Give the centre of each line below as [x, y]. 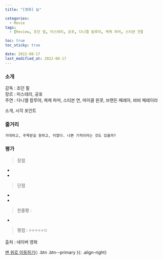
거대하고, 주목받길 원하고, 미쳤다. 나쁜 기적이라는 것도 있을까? [61, 136]
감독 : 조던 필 [18, 88]
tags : [10, 27]
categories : [17, 18]
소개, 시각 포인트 [21, 111]
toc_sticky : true [23, 45]
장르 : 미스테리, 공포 [24, 94]
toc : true [15, 41]
